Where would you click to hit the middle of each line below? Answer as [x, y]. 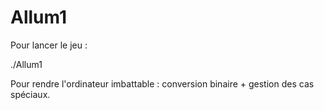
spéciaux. [30, 94]
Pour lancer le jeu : [49, 45]
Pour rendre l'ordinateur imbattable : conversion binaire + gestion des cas [162, 83]
